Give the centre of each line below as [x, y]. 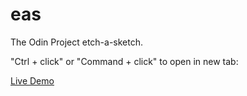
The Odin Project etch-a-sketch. [77, 42]
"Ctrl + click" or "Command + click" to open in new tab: [124, 61]
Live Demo [32, 80]
